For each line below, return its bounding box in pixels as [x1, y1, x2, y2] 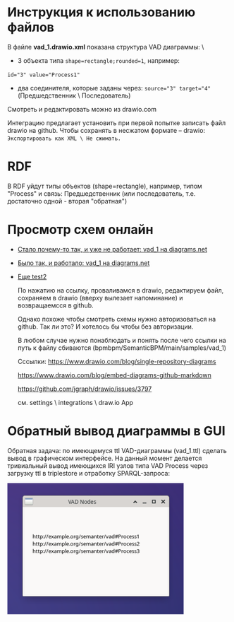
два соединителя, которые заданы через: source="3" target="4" [17, 83, 211, 92]
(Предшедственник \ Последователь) [17, 91, 131, 100]
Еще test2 [17, 272, 47, 281]
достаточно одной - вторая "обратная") [7, 196, 128, 205]
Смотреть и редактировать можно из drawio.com [7, 105, 157, 113]
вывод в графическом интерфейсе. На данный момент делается [7, 454, 202, 462]
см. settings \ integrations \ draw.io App [17, 398, 134, 406]
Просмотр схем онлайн [7, 222, 154, 237]
